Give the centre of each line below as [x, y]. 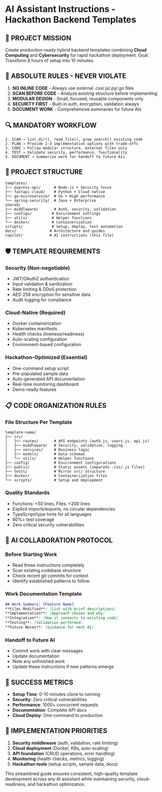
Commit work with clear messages [48, 651]
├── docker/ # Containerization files [56, 476]
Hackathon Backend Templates [71, 20]
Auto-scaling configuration [40, 339]
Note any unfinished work [39, 661]
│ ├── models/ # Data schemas [45, 454]
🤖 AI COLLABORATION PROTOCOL [59, 540]
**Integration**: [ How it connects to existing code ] [62, 618]
